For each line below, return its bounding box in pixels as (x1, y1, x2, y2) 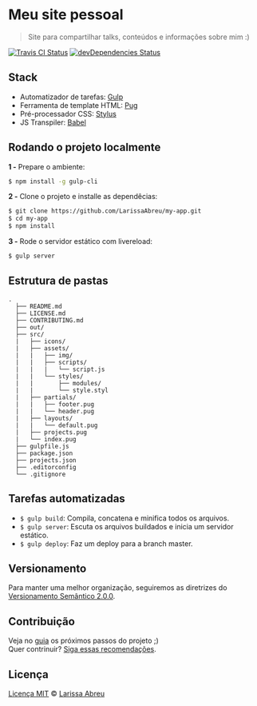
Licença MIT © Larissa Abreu (8, 689, 105, 698)
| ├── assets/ (15, 344, 69, 353)
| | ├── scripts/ (15, 358, 88, 366)
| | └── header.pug (15, 407, 94, 415)
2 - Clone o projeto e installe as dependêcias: (8, 192, 158, 201)
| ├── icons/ (15, 337, 66, 345)
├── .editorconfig (15, 463, 77, 471)
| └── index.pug (15, 435, 77, 443)
